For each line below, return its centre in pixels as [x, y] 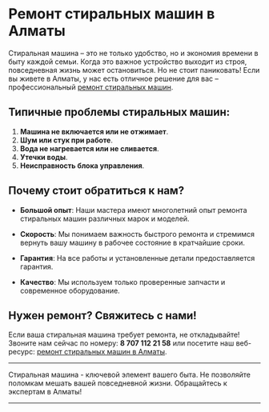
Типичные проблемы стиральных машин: [119, 112]
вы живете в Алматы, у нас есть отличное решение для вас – [113, 78]
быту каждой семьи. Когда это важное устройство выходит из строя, [128, 62]
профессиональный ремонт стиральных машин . [91, 87]
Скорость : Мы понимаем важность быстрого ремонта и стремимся [137, 234]
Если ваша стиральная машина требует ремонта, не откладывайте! [124, 335]
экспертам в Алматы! [45, 392]
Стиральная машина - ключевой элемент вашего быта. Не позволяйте [129, 375]
